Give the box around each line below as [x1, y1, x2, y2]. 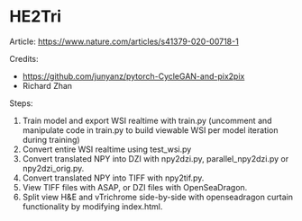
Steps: [9, 97, 33, 109]
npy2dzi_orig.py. [22, 163, 85, 173]
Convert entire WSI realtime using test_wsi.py [22, 144, 192, 155]
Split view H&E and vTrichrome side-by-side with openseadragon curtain [22, 191, 294, 202]
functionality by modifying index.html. [22, 200, 163, 212]
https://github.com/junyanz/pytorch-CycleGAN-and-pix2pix [22, 70, 245, 82]
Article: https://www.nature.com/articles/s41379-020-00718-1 [9, 36, 239, 47]
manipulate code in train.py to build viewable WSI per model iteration [22, 124, 279, 136]
